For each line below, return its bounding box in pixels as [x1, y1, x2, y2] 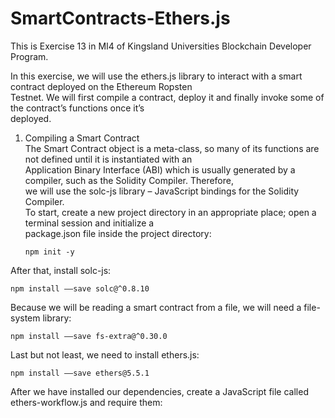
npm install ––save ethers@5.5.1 [10, 368, 150, 378]
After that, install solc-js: [10, 264, 112, 276]
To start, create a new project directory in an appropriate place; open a [24, 206, 317, 218]
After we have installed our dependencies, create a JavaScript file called [10, 385, 309, 397]
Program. [10, 50, 49, 62]
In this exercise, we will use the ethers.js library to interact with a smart [10, 70, 303, 82]
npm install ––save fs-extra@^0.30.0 [10, 331, 168, 341]
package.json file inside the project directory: [24, 227, 212, 239]
